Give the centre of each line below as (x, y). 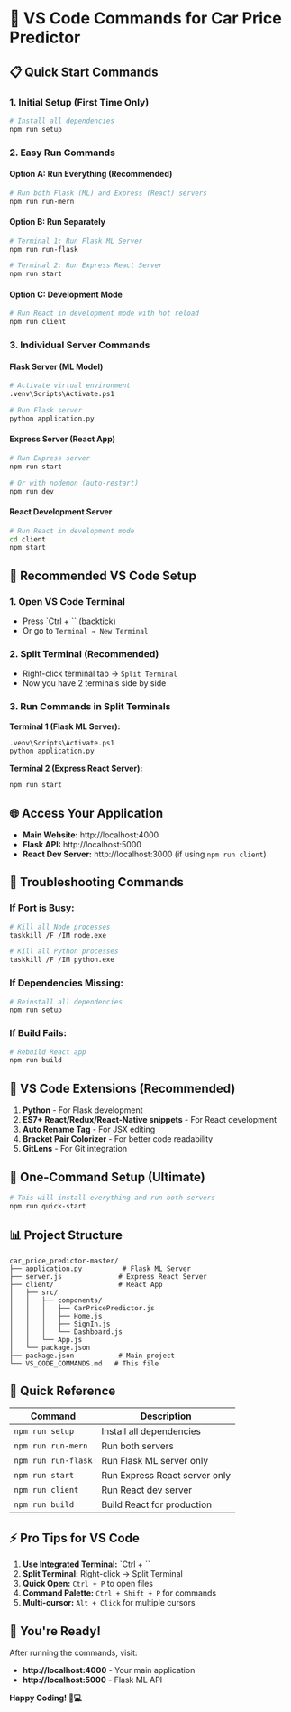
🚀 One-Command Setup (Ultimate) (107, 1177)
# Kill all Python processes (64, 951)
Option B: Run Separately (58, 222)
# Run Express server (50, 458)
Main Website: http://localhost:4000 (91, 835)
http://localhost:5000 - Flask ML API (92, 1680)
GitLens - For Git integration (75, 1149)
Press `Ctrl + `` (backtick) (69, 621)
